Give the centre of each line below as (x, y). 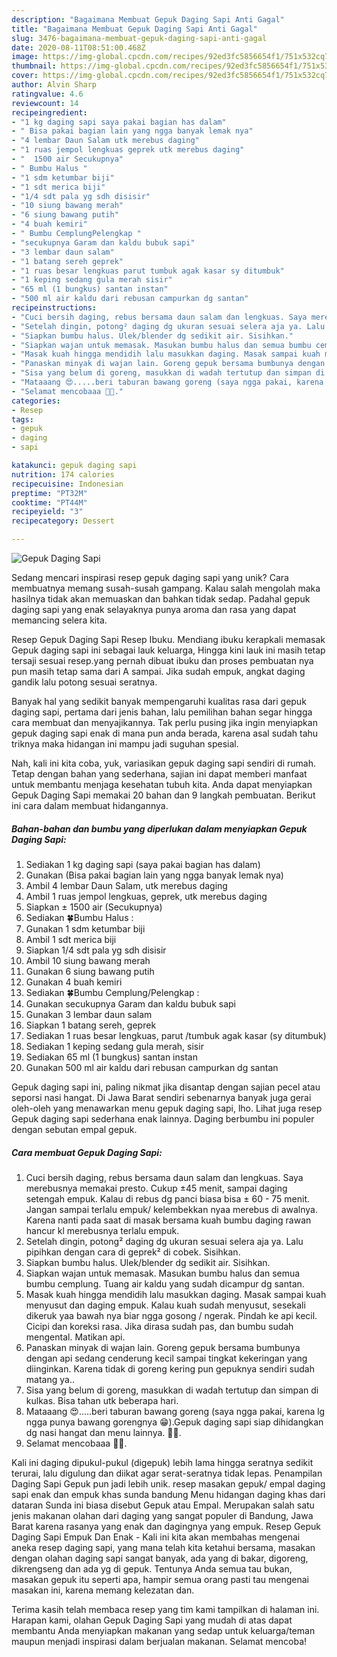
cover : (25, 76)
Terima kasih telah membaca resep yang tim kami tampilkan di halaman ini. (165, 1609)
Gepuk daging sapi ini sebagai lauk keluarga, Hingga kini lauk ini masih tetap (168, 650)
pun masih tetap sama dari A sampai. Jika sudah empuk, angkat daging (158, 671)
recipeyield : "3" (47, 512)
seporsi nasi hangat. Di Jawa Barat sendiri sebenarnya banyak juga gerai (161, 1097)
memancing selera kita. (59, 620)
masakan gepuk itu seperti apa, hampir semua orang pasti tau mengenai (160, 1579)
